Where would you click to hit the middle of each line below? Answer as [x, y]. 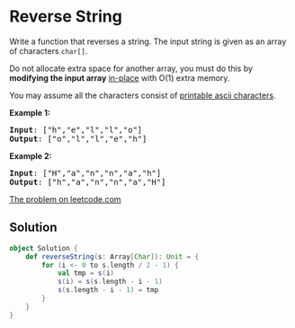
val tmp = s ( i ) [86, 273]
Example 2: [31, 155]
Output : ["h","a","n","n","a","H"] [88, 182]
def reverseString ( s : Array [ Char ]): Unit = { [112, 257]
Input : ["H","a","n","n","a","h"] [85, 173]
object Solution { [44, 248]
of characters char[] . [49, 50]
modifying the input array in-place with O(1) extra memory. [120, 77]
